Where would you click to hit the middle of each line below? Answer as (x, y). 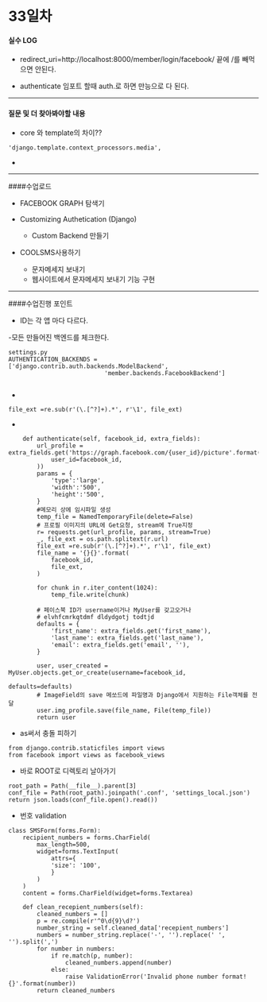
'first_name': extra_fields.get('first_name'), (131, 631)
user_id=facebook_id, (87, 459)
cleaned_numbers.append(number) (118, 962)
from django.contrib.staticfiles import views (87, 748)
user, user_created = (73, 665)
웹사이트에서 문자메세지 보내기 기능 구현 (93, 279)
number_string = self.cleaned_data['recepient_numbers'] (133, 928)
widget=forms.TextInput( (78, 851)
